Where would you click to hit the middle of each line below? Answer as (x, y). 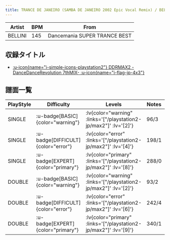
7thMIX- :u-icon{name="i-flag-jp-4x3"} (104, 73)
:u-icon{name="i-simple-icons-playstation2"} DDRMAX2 (72, 67)
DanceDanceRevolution (37, 73)
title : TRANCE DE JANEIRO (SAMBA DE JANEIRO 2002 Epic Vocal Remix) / (81, 10)
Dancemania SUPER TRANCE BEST (90, 35)
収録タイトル (25, 55)
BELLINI (17, 35)
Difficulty (58, 104)
